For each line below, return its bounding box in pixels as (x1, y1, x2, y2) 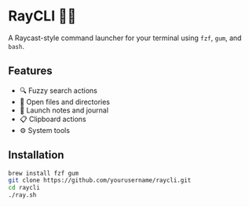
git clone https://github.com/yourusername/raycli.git (8, 176, 192, 184)
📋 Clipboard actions (19, 114, 86, 124)
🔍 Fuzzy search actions (19, 86, 98, 95)
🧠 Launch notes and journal (19, 105, 108, 115)
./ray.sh (8, 191, 37, 199)
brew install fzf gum (8, 169, 79, 177)
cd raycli (8, 184, 41, 192)
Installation (8, 149, 64, 162)
